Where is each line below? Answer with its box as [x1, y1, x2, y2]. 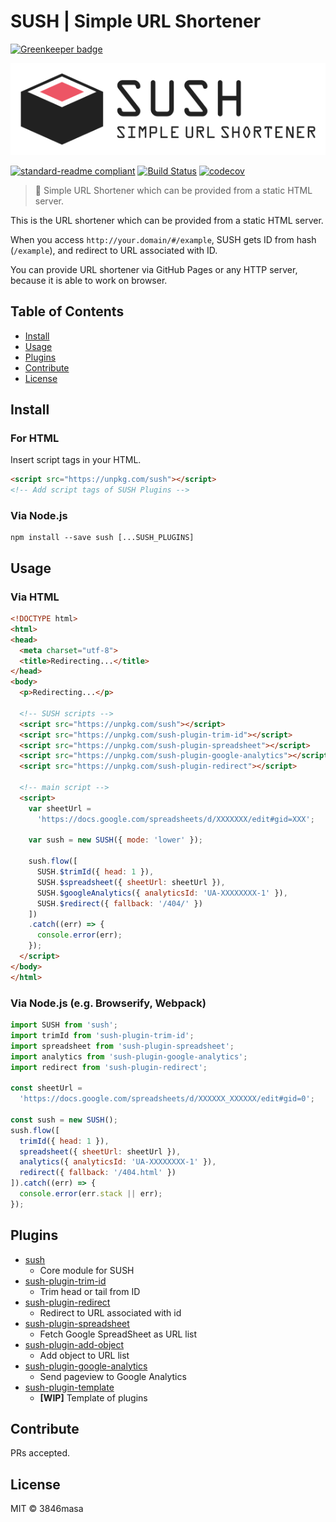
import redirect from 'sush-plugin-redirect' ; [10, 1062, 208, 1072]
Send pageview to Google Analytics [39, 1370, 187, 1382]
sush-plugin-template [24, 1381, 115, 1393]
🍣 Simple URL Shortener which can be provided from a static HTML [34, 184, 313, 196]
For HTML [10, 431, 60, 445]
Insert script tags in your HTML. [10, 454, 142, 466]
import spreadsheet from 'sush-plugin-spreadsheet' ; [10, 1041, 235, 1051]
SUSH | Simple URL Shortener [10, 10, 262, 33]
